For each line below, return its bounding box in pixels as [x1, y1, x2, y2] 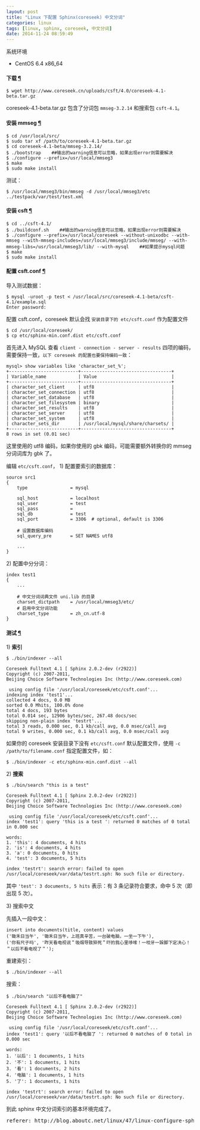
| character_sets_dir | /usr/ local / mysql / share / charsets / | [6, 420, 174, 427]
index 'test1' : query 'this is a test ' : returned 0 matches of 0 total [6, 819, 190, 825]
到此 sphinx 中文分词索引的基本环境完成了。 [6, 1106, 114, 1113]
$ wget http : [6, 88, 39, 94]
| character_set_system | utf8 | [6, 415, 174, 421]
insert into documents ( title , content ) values [6, 927, 124, 933]
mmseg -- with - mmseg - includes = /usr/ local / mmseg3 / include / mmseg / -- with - [6, 237, 187, 244]
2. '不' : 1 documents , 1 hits [6, 1060, 80, 1066]
